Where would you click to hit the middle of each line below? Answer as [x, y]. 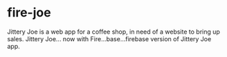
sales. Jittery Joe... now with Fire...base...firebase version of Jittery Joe [109, 38]
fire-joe [29, 13]
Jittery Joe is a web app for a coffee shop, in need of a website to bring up [113, 32]
